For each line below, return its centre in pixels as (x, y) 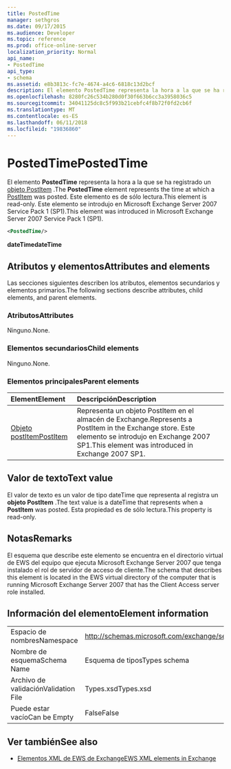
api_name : (21, 59)
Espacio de (29, 632)
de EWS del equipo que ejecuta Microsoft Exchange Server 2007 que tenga (114, 562)
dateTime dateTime (34, 245)
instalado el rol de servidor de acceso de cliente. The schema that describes (114, 570)
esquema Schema (39, 661)
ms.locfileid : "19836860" (44, 129)
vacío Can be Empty (42, 717)
